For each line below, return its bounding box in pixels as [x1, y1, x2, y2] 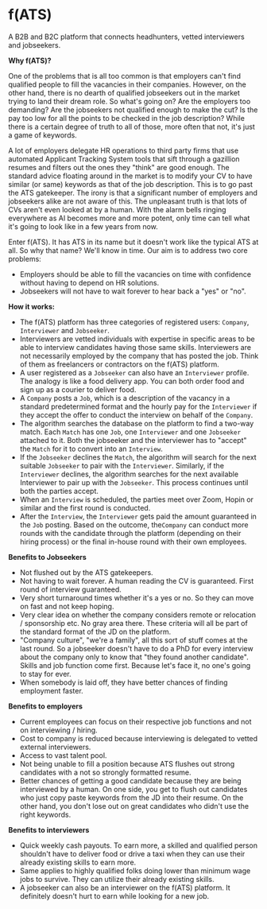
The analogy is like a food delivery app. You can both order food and [19, 376, 245, 386]
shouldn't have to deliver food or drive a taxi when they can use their [19, 849, 246, 858]
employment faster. [19, 686, 83, 695]
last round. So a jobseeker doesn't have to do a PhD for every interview [19, 643, 253, 653]
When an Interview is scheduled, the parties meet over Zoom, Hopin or [19, 495, 254, 504]
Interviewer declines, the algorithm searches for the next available [19, 469, 239, 479]
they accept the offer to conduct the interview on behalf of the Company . [19, 410, 253, 419]
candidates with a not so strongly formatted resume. [19, 767, 192, 777]
